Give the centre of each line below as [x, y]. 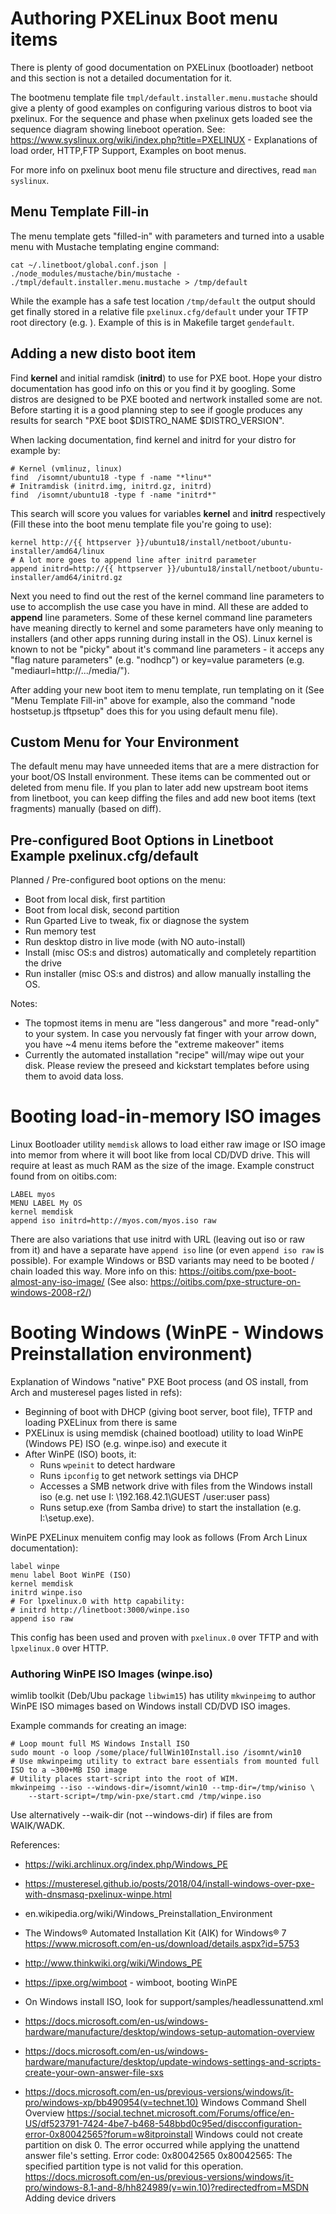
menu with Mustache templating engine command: [115, 246]
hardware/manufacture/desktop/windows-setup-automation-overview [169, 2032]
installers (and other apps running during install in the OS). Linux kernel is [161, 638]
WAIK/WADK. [38, 1826]
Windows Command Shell [253, 2103]
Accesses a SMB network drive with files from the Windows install [176, 1486]
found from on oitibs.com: [64, 1176]
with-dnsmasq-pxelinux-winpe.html [98, 1894]
